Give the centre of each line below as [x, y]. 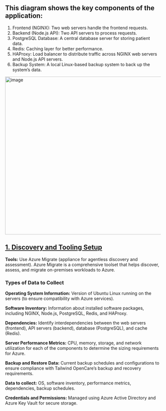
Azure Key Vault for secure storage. [41, 403]
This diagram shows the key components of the [80, 8]
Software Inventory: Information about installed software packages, [75, 308]
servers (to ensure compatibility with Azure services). [60, 299]
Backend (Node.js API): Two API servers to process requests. [75, 33]
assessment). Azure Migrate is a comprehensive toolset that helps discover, [82, 264]
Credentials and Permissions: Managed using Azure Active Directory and [81, 398]
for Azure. [15, 353]
